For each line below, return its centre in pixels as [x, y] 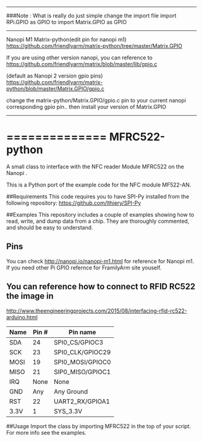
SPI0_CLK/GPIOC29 [82, 352]
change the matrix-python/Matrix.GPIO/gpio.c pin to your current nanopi [96, 100]
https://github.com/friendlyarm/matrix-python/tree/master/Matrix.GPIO [94, 46]
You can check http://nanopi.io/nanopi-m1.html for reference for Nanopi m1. [100, 261]
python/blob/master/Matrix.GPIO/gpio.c [55, 89]
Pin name [82, 332]
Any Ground [71, 391]
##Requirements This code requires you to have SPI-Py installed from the [98, 196]
